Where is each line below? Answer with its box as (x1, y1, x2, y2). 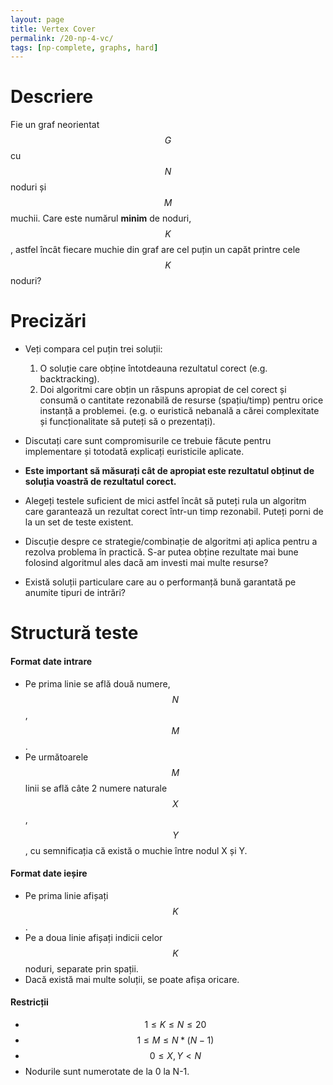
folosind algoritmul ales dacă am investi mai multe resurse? (24, 557, 269, 569)
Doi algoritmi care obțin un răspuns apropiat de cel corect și (39, 384, 287, 396)
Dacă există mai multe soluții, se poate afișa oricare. (24, 973, 240, 985)
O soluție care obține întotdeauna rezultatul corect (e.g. (39, 362, 268, 375)
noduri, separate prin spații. (24, 962, 139, 975)
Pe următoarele (24, 751, 89, 763)
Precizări (10, 310, 87, 333)
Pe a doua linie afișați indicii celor (24, 931, 163, 943)
